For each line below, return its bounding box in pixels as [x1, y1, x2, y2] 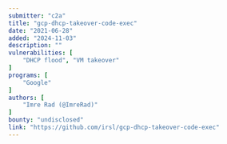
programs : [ [8, 71, 48, 79]
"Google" [22, 78, 52, 86]
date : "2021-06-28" [8, 26, 74, 34]
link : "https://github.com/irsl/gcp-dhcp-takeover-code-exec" [8, 123, 220, 131]
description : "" [8, 42, 62, 50]
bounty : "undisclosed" [8, 116, 84, 124]
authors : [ [8, 94, 45, 102]
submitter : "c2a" [8, 11, 66, 20]
